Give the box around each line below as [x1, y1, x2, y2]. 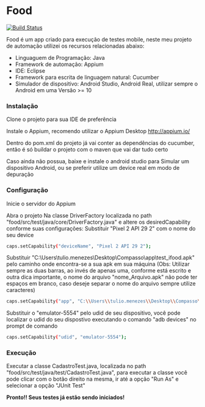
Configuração [6, 186, 49, 194]
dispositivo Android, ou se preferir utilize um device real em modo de [6, 164, 180, 172]
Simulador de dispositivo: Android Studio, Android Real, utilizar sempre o [15, 80, 198, 87]
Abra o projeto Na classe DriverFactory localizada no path [6, 211, 153, 219]
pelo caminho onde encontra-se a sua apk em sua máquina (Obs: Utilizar [6, 260, 190, 268]
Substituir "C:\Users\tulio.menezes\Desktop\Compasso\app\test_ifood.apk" [6, 254, 195, 262]
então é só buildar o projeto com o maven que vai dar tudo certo [6, 146, 168, 153]
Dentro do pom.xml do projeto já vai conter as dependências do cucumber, [6, 139, 195, 147]
